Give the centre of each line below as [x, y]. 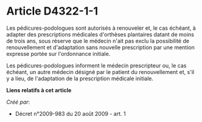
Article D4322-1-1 [52, 11]
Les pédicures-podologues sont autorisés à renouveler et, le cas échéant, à [101, 28]
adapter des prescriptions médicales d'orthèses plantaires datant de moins [100, 34]
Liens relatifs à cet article [39, 90]
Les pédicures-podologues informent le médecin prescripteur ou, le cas [96, 66]
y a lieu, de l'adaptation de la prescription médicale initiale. [80, 78]
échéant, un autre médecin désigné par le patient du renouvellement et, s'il [100, 72]
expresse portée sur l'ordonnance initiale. [58, 53]
